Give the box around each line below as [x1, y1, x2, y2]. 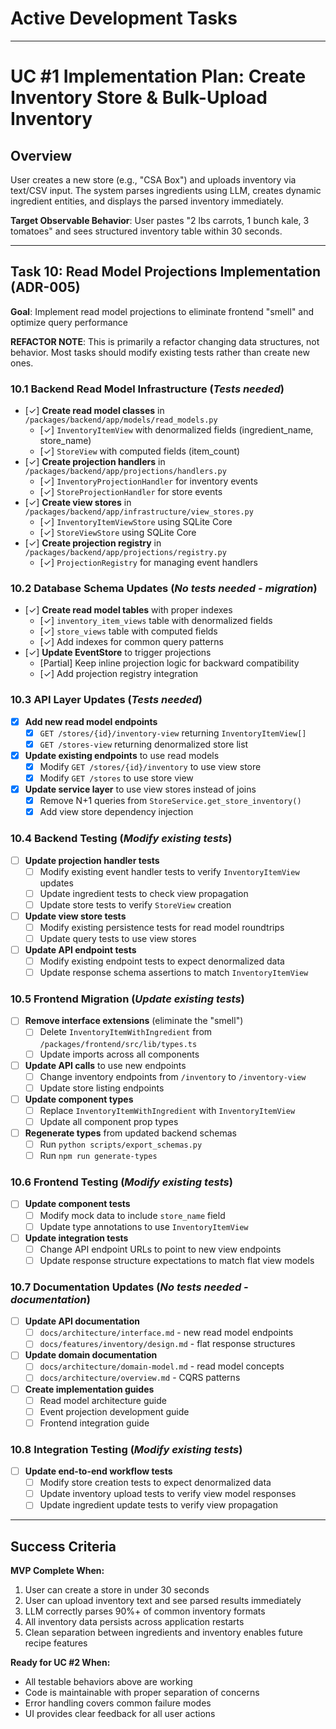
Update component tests [24, 1198, 131, 1210]
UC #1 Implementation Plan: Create [10, 65, 307, 88]
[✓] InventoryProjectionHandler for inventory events [39, 475, 258, 487]
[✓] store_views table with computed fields [39, 625, 218, 637]
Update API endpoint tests [24, 943, 137, 956]
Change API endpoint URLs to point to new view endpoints [39, 1243, 282, 1255]
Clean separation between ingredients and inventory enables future [24, 1627, 304, 1639]
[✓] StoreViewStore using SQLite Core [39, 527, 197, 539]
